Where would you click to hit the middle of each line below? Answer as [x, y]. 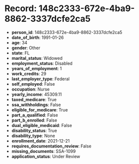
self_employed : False [33, 84]
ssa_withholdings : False [36, 105]
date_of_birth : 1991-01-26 [38, 37]
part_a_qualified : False [35, 115]
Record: [21, 9]
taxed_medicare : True [34, 99]
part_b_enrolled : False [34, 120]
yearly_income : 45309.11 [37, 94]
